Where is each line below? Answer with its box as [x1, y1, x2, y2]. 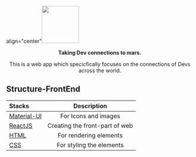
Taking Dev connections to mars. [58, 49, 141, 56]
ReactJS [9, 121, 33, 130]
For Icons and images [60, 112, 121, 120]
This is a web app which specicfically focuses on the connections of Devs [9, 61, 191, 68]
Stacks [9, 102, 30, 110]
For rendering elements [57, 131, 123, 139]
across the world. [78, 67, 122, 74]
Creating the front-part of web [47, 121, 134, 130]
